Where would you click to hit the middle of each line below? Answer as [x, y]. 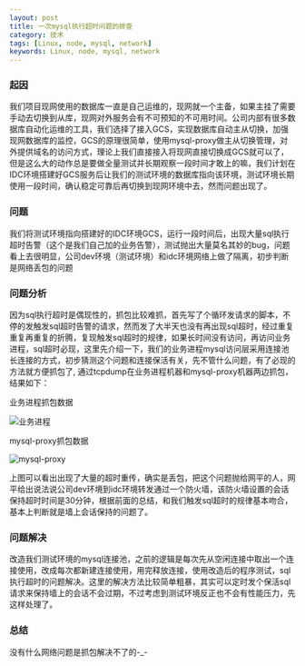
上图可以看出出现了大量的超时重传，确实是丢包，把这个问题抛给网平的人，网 [152, 478]
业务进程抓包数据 [41, 403]
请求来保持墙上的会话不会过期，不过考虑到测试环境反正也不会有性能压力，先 [152, 593]
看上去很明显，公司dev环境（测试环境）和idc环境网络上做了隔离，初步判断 [149, 256]
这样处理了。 [33, 604]
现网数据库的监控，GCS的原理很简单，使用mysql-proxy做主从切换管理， [145, 141]
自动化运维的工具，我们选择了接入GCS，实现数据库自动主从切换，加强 [157, 129]
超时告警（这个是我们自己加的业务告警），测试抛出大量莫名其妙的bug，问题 [150, 244]
